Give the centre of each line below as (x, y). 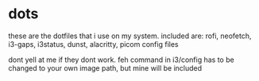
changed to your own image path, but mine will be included (105, 67)
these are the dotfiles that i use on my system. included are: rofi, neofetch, (130, 36)
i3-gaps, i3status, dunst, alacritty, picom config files (93, 44)
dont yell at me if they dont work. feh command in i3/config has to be (121, 60)
